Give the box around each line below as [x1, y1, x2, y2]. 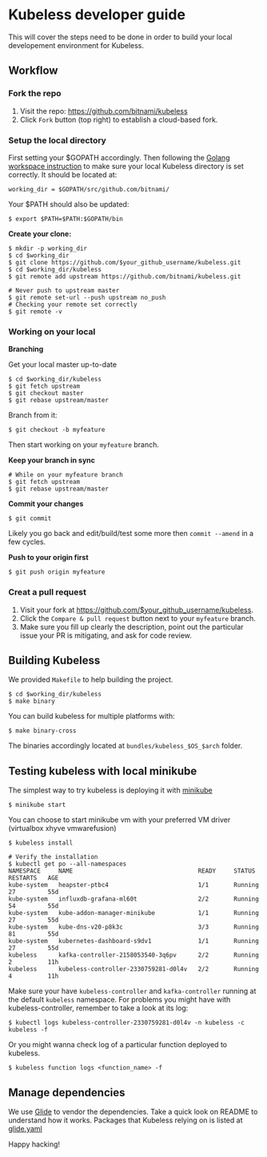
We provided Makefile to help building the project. [8, 675, 173, 684]
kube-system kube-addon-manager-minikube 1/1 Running [8, 909, 260, 917]
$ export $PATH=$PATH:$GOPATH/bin [8, 215, 124, 223]
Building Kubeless [8, 653, 101, 667]
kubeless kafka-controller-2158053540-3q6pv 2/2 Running [8, 951, 260, 959]
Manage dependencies [8, 1086, 126, 1099]
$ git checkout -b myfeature [8, 426, 106, 434]
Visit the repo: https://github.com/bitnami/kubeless [19, 106, 188, 115]
